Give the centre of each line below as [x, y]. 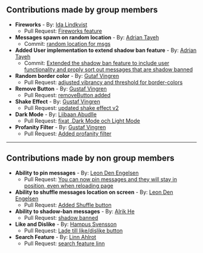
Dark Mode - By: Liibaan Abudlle [56, 114]
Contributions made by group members [82, 10]
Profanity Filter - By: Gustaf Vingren [60, 127]
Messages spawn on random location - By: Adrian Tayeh [87, 37]
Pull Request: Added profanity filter [68, 133]
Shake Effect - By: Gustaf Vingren [58, 101]
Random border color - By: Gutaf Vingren [67, 75]
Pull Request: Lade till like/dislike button [73, 230]
